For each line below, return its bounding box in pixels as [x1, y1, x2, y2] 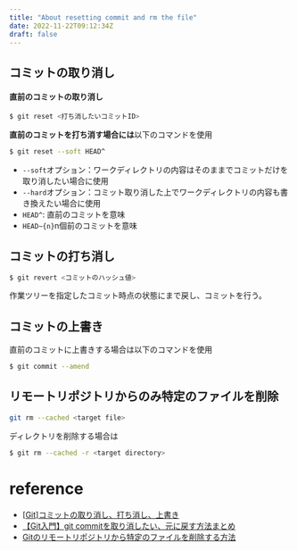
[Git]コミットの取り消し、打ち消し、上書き [21, 509, 180, 520]
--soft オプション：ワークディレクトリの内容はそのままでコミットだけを [21, 164, 288, 175]
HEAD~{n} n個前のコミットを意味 [21, 220, 138, 230]
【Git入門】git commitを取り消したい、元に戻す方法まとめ [21, 520, 236, 531]
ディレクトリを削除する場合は [9, 430, 119, 441]
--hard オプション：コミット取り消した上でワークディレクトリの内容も [21, 187, 281, 197]
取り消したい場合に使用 [21, 175, 109, 186]
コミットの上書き [9, 319, 103, 334]
